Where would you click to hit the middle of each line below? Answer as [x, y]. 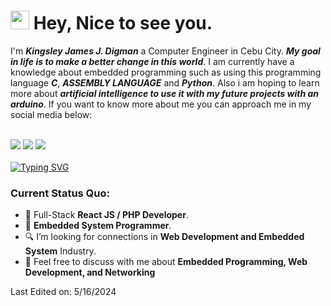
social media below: [51, 114]
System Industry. [60, 251]
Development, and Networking [90, 272]
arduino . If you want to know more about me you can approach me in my [161, 104]
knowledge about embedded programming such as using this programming [166, 72]
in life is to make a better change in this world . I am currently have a [152, 61]
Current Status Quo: [60, 193]
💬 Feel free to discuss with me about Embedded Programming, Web [166, 262]
